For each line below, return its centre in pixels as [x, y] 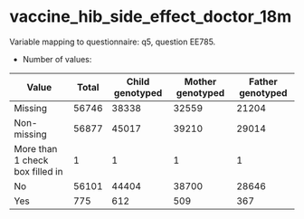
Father [263, 81]
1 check [31, 160]
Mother [200, 81]
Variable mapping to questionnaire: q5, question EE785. [113, 42]
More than [36, 148]
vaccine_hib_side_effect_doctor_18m [151, 17]
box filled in [38, 171]
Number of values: [57, 59]
